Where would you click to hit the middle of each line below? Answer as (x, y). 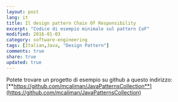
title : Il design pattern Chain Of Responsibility (71, 23)
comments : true (25, 51)
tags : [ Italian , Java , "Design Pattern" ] (58, 46)
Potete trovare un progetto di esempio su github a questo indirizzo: (90, 80)
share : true (21, 57)
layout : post (23, 12)
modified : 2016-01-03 (33, 34)
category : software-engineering (47, 40)
